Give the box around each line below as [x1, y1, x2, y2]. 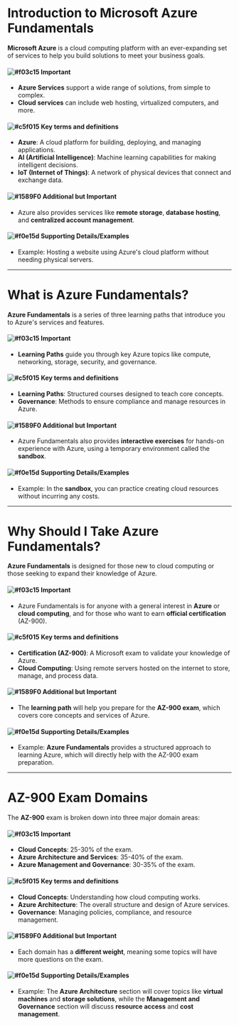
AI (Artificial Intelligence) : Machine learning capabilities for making [17, 153, 217, 161]
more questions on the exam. [17, 955, 104, 963]
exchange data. [17, 176, 64, 184]
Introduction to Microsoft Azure [7, 5, 198, 21]
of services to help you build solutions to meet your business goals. [7, 51, 206, 60]
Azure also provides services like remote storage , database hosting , [17, 208, 221, 216]
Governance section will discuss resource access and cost [17, 1002, 194, 1011]
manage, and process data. [17, 671, 98, 680]
